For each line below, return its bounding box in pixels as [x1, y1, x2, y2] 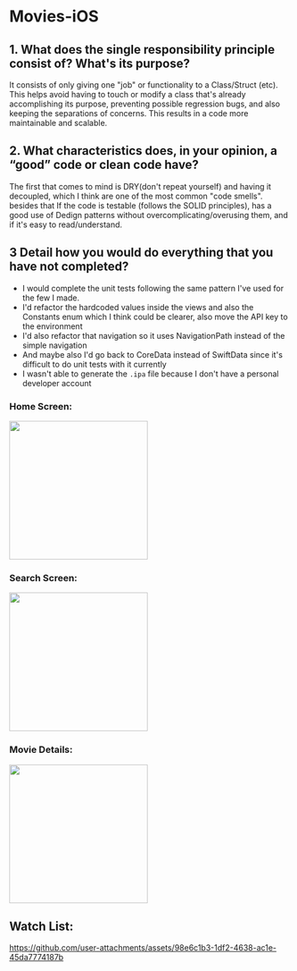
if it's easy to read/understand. [9, 219, 123, 230]
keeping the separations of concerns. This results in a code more [9, 108, 249, 118]
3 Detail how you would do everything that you [9, 245, 274, 260]
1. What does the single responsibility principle [9, 42, 275, 57]
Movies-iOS [9, 6, 100, 27]
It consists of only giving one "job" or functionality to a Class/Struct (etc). [9, 80, 278, 90]
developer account [21, 377, 92, 388]
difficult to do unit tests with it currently [21, 359, 167, 369]
